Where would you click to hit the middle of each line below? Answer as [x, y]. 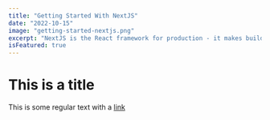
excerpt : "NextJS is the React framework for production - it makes [125, 38]
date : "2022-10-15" [41, 23]
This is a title [51, 85]
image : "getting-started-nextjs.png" [72, 30]
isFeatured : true [37, 46]
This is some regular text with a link [67, 107]
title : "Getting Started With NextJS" [73, 16]
